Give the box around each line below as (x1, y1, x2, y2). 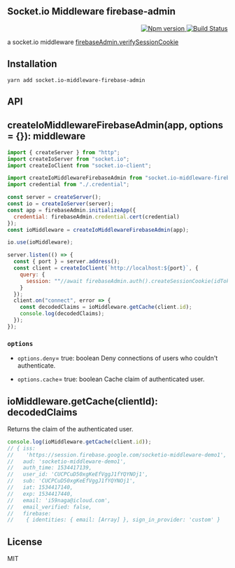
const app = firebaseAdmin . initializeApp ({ (7, 207, 136, 214)
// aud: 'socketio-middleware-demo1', (7, 458, 127, 465)
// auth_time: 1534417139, (7, 464, 92, 471)
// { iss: (7, 445, 36, 452)
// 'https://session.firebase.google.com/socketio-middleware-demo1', (7, 451, 227, 458)
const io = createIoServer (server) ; (7, 200, 114, 207)
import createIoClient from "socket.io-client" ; (7, 162, 152, 169)
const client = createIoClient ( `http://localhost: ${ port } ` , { (13, 265, 199, 272)
